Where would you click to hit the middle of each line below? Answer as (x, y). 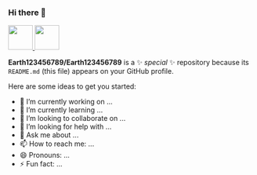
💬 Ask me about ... (49, 135)
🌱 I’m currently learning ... (61, 110)
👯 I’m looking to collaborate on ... (72, 118)
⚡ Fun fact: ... (41, 164)
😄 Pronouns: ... (45, 155)
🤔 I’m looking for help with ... (65, 127)
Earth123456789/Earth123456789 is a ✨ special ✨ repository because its (128, 63)
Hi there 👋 (27, 13)
